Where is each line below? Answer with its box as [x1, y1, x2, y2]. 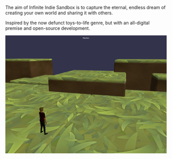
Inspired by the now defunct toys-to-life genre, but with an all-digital [5, 20, 150, 26]
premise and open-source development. [5, 25, 91, 31]
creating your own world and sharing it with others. [5, 10, 113, 16]
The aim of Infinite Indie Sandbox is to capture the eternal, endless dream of [5, 5, 166, 10]
